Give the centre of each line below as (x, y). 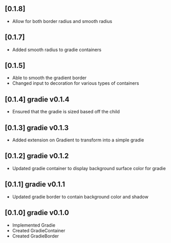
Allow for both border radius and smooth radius (62, 21)
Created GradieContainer (39, 230)
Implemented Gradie (34, 225)
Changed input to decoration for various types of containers (76, 83)
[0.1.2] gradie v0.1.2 (37, 156)
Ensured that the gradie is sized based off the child (66, 112)
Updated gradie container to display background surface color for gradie (89, 168)
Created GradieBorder (36, 236)
